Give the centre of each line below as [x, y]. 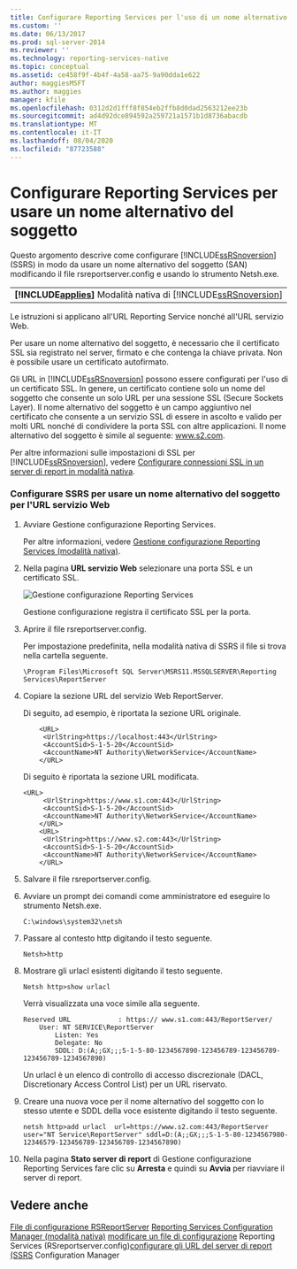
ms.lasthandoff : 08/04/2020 [62, 141]
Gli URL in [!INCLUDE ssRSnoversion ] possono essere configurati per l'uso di [149, 379]
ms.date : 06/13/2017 [48, 34]
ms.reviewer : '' [40, 50]
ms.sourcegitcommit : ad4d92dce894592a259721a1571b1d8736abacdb [129, 116]
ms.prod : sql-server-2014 [57, 42]
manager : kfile [38, 100]
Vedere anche [49, 1206]
